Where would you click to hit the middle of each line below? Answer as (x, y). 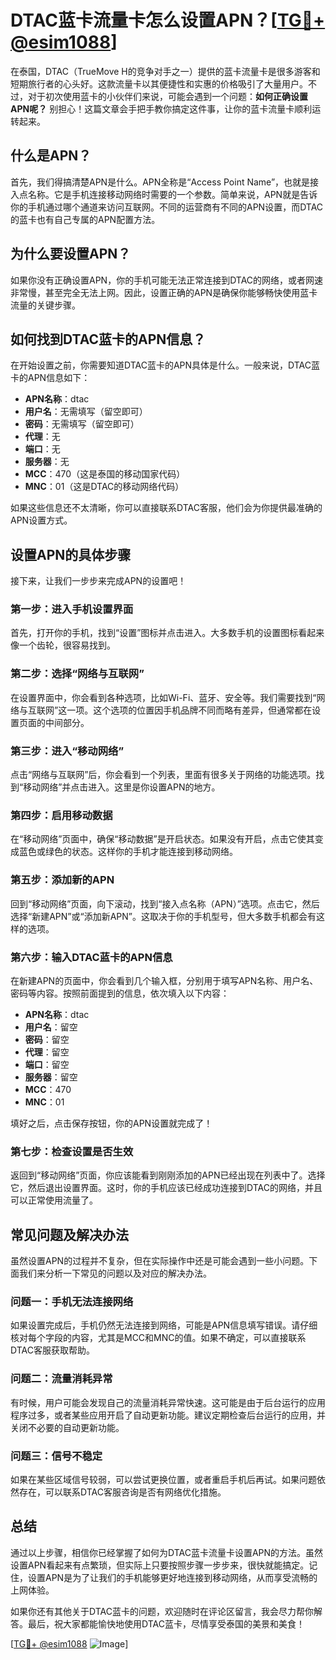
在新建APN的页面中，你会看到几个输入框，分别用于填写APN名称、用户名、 (164, 980)
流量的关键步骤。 (45, 305)
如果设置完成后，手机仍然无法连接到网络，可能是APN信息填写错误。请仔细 (164, 1325)
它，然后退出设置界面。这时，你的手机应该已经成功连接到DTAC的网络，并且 (166, 1188)
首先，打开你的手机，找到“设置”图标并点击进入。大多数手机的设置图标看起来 (167, 633)
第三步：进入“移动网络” (67, 751)
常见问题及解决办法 (69, 1234)
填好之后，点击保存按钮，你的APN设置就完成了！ (111, 1123)
